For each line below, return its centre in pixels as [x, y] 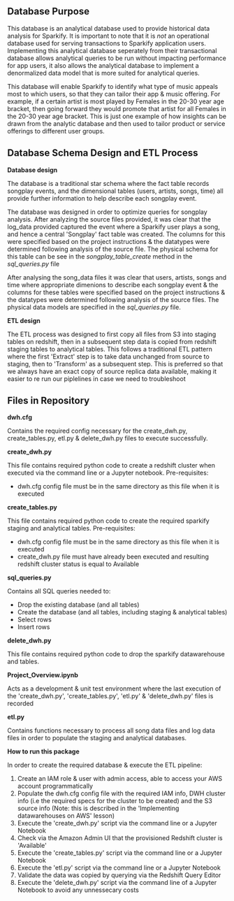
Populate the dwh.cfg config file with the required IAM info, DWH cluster [121, 793]
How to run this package [43, 751]
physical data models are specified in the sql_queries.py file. [94, 307]
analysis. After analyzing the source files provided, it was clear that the [109, 219]
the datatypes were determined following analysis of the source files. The [113, 299]
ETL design [24, 320]
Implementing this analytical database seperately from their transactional [112, 50]
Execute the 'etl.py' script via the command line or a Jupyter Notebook [119, 868]
